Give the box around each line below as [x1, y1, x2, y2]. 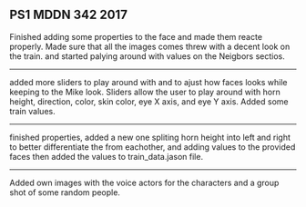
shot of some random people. [9, 186, 121, 198]
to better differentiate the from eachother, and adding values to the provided [9, 141, 296, 153]
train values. [9, 105, 56, 116]
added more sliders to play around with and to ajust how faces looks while [9, 76, 289, 87]
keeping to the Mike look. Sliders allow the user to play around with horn [9, 86, 280, 97]
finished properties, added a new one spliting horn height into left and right [9, 132, 291, 143]
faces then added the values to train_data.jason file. [9, 151, 203, 162]
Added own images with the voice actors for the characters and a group [9, 177, 280, 188]
